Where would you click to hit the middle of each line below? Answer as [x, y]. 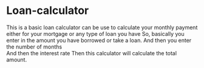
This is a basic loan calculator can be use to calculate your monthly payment [102, 27]
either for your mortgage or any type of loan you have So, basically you [96, 33]
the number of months [34, 47]
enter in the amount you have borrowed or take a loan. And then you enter [99, 40]
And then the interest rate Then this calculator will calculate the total [92, 53]
